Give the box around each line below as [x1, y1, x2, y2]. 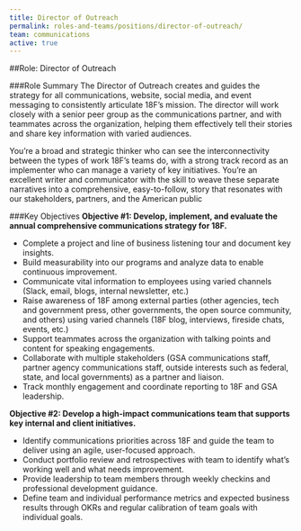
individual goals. [22, 512, 84, 523]
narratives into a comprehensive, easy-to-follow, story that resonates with [9, 184, 283, 194]
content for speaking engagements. [22, 343, 155, 354]
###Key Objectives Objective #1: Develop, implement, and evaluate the [9, 211, 279, 221]
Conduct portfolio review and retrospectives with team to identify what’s [22, 454, 290, 465]
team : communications [9, 30, 91, 39]
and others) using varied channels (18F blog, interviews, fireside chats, [22, 314, 285, 325]
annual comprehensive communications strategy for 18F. [9, 220, 227, 231]
